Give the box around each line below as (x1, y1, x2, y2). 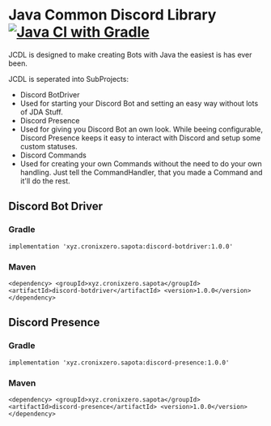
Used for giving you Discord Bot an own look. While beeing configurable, (19, 124, 263, 134)
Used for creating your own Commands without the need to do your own (19, 158, 263, 168)
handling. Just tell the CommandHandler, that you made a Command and (19, 167, 263, 177)
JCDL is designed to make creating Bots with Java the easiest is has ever (8, 49, 252, 59)
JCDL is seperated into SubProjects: (8, 74, 129, 84)
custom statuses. (19, 141, 78, 151)
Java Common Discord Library (8, 6, 217, 24)
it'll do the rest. (19, 176, 70, 186)
